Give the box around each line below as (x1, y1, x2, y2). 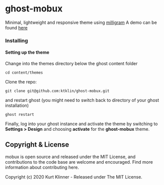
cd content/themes (5, 70, 43, 75)
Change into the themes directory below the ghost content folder (5, 61, 138, 67)
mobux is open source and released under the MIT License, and (5, 154, 136, 160)
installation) (5, 102, 29, 108)
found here (5, 24, 28, 30)
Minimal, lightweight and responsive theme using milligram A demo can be (5, 19, 157, 25)
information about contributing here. (5, 164, 79, 170)
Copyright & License (5, 140, 69, 149)
